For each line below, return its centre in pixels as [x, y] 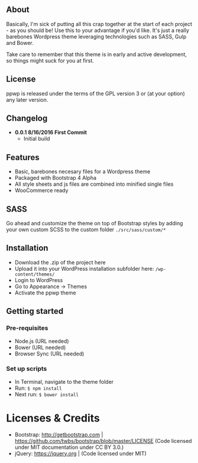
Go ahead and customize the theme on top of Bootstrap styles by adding [95, 224]
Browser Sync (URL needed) [49, 354]
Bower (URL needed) [40, 347]
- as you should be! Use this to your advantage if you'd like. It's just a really [98, 30]
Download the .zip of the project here [60, 262]
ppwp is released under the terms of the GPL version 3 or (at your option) [95, 93]
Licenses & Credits [53, 418]
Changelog [27, 119]
